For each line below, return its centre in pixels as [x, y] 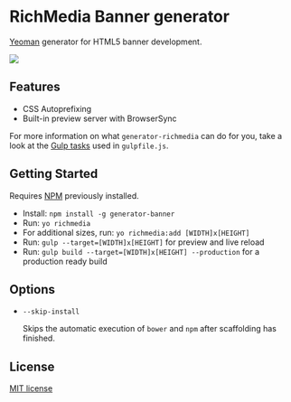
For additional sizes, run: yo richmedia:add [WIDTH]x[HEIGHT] [136, 232]
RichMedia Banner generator [120, 17]
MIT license [31, 388]
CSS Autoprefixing [57, 108]
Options [33, 290]
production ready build [65, 261]
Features [35, 87]
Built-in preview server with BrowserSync [100, 118]
